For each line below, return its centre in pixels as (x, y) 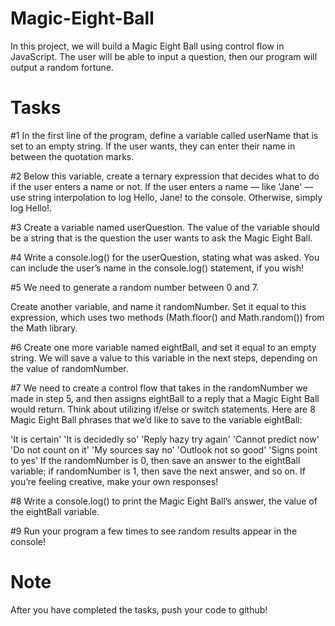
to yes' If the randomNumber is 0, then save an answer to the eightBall (155, 460)
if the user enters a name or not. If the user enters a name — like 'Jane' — (162, 186)
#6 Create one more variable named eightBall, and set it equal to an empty (163, 347)
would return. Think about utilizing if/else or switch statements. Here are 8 (163, 409)
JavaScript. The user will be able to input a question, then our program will (164, 56)
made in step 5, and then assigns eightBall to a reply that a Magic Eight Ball (165, 398)
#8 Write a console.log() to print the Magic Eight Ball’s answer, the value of (164, 501)
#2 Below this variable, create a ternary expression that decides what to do (165, 176)
